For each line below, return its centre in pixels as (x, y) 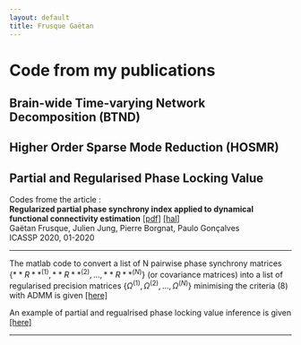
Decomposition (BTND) (75, 117)
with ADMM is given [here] (58, 295)
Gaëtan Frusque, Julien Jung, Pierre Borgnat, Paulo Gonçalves (125, 229)
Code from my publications (112, 70)
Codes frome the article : (55, 200)
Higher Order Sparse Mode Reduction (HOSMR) (144, 147)
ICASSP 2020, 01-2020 (52, 237)
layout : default (39, 17)
